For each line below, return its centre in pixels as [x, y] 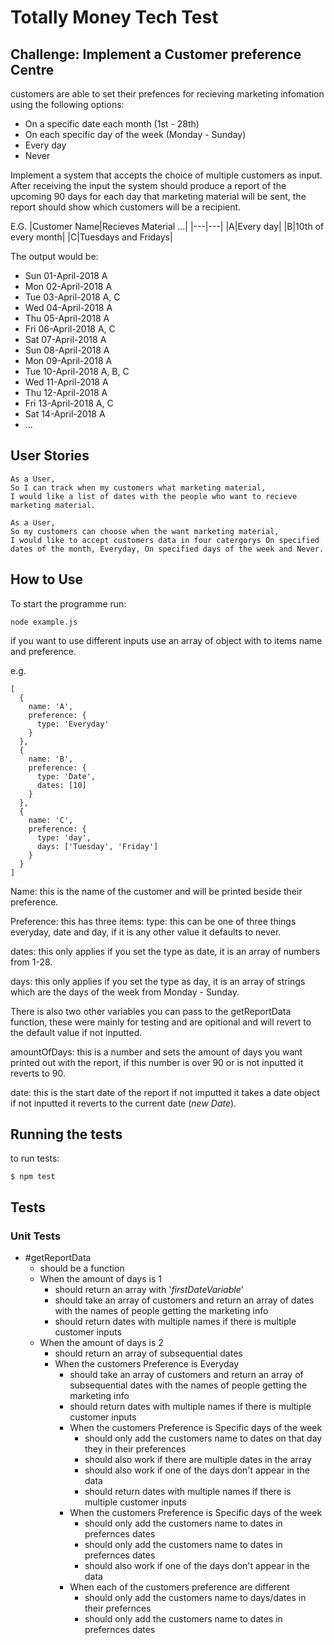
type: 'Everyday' [73, 724]
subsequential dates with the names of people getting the [188, 1385]
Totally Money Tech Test [114, 17]
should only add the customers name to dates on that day [203, 1438]
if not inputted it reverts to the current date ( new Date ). [123, 1103]
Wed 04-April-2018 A [68, 307]
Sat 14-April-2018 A [65, 414]
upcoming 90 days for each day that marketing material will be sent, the [158, 196]
